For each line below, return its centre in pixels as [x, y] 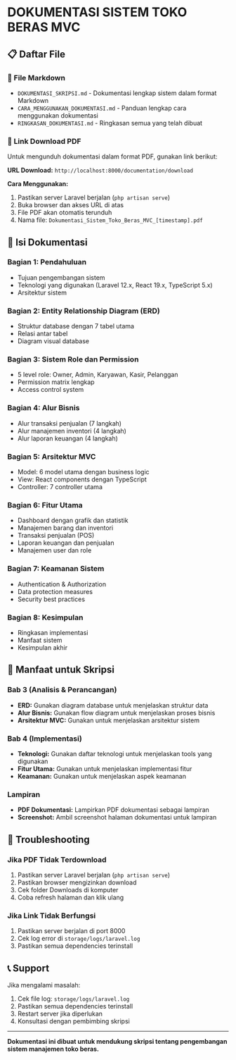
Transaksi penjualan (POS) [56, 536]
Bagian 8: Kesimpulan [45, 617]
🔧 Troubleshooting [48, 839]
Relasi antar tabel [42, 334]
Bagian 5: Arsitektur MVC [52, 457]
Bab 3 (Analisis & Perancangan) [62, 690]
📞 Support [28, 968]
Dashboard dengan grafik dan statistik [73, 520]
